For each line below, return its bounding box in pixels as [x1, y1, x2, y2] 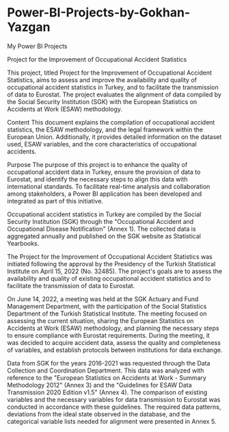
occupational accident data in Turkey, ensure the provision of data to [7, 168, 201, 176]
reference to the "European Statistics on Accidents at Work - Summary [7, 373, 206, 381]
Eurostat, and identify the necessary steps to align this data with [7, 175, 188, 183]
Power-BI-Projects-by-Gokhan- [7, 5, 190, 21]
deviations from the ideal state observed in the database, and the [7, 409, 191, 418]
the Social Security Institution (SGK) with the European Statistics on [7, 97, 198, 105]
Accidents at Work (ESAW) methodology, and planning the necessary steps [7, 324, 219, 332]
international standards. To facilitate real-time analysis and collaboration [7, 182, 211, 190]
